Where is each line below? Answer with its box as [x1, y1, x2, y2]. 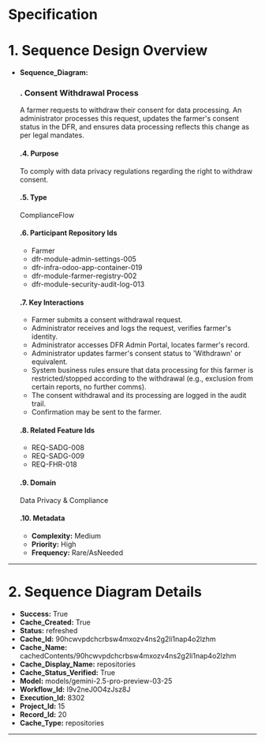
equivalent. [31, 357, 69, 366]
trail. [31, 399, 47, 408]
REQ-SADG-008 [31, 443, 85, 452]
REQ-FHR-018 [31, 460, 77, 469]
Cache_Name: [19, 642, 68, 652]
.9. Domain [19, 478, 57, 487]
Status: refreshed [19, 625, 78, 635]
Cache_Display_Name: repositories [19, 659, 136, 669]
